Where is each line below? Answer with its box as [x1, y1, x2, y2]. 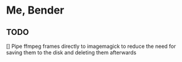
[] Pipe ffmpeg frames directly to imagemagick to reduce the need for [6, 43, 176, 50]
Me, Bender [6, 4, 65, 17]
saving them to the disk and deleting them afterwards [6, 49, 136, 56]
